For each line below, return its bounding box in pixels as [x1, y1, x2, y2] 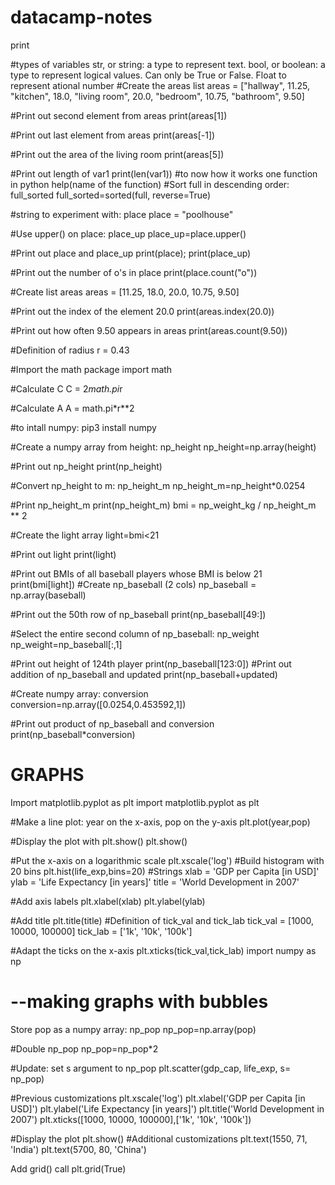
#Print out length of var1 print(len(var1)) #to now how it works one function [10, 167, 318, 180]
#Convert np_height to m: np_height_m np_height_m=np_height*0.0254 [10, 479, 306, 491]
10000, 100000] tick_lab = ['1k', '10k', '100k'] [10, 925, 193, 937]
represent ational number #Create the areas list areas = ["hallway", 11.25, [10, 79, 311, 91]
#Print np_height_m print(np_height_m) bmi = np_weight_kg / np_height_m [10, 499, 317, 511]
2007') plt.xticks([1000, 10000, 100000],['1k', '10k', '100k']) [10, 1113, 252, 1125]
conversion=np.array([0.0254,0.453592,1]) [10, 698, 187, 710]
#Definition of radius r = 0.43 [10, 344, 130, 356]
